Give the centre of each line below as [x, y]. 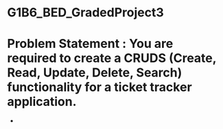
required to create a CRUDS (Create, [112, 58]
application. [42, 102]
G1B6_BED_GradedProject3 [86, 13]
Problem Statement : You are [90, 44]
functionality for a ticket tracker [99, 87]
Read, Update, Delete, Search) [95, 73]
